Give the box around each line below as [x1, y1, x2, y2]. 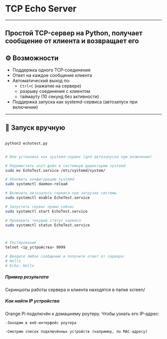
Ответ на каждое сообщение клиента [12, 72, 92, 78]
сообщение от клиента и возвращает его [5, 37, 139, 45]
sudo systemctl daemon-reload [5, 182, 68, 187]
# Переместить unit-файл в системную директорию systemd [5, 163, 126, 168]
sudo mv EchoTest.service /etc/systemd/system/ [5, 168, 106, 173]
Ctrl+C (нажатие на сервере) [19, 83, 82, 89]
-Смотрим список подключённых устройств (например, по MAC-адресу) [5, 329, 148, 334]
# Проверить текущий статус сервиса [5, 218, 81, 223]
